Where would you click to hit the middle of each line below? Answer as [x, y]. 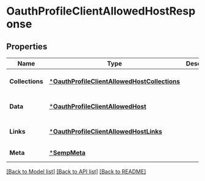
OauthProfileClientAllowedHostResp [101, 11]
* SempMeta [67, 153]
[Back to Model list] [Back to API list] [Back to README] [76, 172]
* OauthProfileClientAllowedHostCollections [114, 81]
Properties [27, 46]
